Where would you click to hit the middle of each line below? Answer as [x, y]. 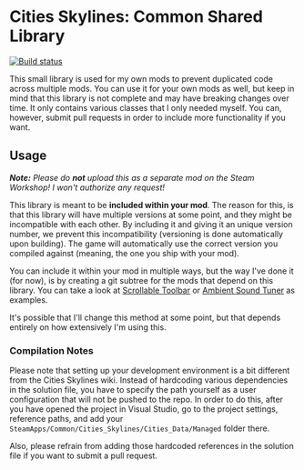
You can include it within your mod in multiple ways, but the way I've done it [152, 271]
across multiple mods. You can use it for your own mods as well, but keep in [152, 88]
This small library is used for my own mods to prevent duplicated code [141, 78]
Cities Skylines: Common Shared [137, 17]
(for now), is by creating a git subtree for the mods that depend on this [142, 280]
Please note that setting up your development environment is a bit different [150, 371]
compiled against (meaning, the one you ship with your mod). [124, 253]
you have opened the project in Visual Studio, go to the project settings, [144, 409]
